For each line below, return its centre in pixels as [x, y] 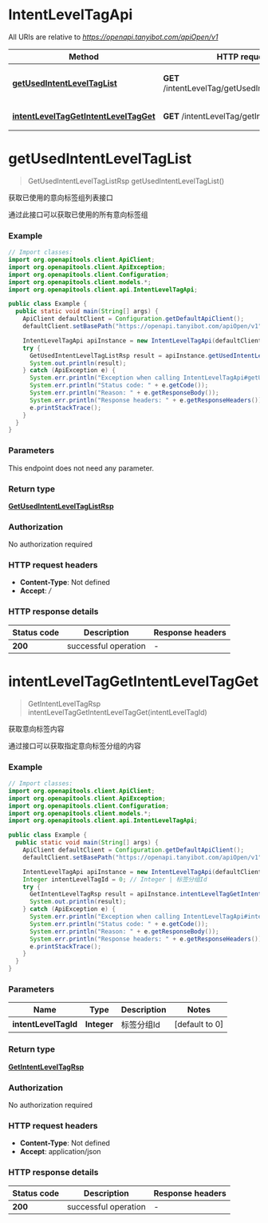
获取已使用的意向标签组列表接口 [61, 197]
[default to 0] [199, 1025]
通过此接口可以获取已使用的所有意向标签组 [78, 215]
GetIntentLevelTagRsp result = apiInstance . [104, 894]
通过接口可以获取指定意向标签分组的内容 [75, 745]
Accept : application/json [60, 1152]
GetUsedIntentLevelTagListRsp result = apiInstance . [119, 355]
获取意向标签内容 [36, 728]
